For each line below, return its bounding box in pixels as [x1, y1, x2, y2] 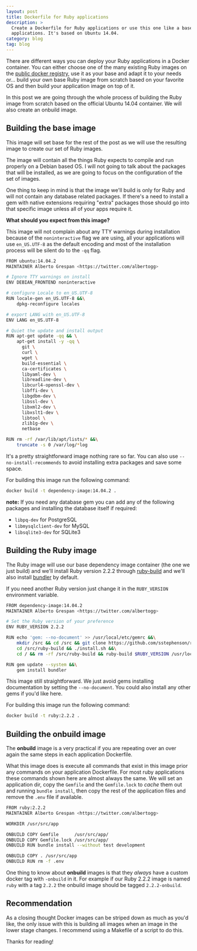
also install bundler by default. [6, 574, 79, 581]
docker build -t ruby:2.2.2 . [6, 713, 80, 719]
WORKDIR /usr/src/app [6, 821, 59, 827]
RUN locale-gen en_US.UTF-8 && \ [6, 296, 85, 302]
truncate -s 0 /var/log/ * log [16, 442, 88, 448]
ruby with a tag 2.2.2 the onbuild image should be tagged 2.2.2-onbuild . [6, 882, 182, 889]
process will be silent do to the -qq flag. [6, 247, 101, 254]
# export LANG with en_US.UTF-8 [6, 312, 85, 318]
